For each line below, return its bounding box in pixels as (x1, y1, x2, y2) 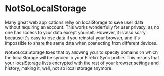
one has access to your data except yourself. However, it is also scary (5, 29, 146, 35)
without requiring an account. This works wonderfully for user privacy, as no (5, 24, 159, 30)
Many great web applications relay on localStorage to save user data (5, 19, 143, 25)
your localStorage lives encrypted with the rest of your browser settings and (5, 60, 159, 66)
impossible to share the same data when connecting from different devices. (5, 40, 158, 46)
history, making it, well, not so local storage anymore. (5, 65, 113, 71)
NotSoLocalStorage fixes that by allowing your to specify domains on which (5, 50, 158, 55)
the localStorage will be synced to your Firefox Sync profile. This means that (5, 54, 159, 60)
